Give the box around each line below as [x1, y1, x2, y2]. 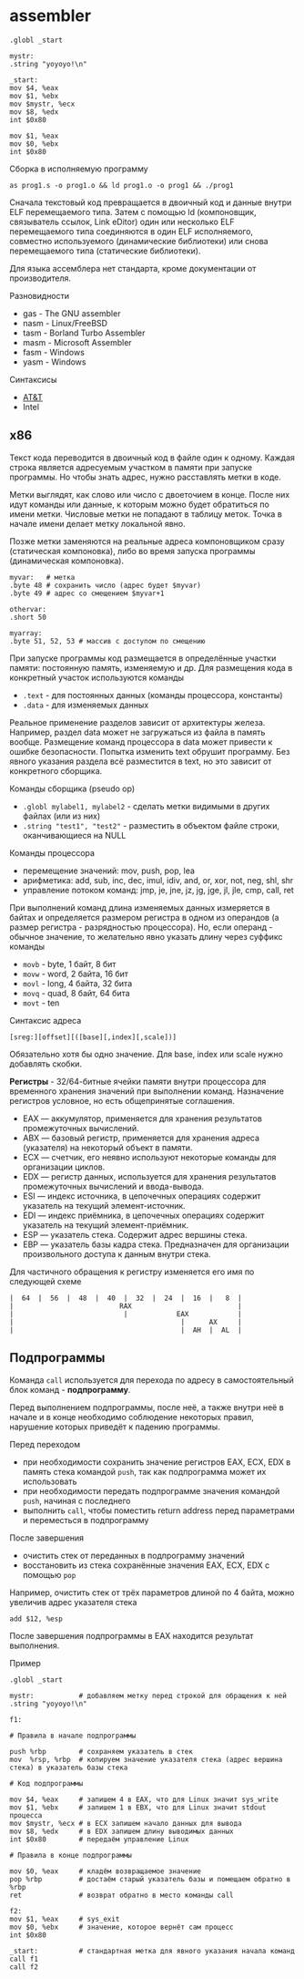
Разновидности [9, 290, 70, 301]
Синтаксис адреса [9, 1015, 82, 1026]
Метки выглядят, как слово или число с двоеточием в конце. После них [9, 489, 290, 500]
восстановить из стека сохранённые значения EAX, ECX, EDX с [22, 1560, 270, 1571]
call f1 [9, 1954, 39, 1964]
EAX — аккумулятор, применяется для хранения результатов [22, 1113, 262, 1124]
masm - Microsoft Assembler [22, 336, 132, 347]
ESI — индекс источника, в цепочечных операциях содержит [22, 1190, 261, 1201]
